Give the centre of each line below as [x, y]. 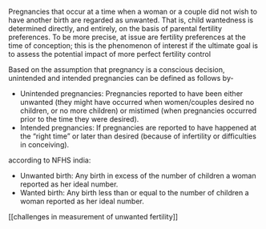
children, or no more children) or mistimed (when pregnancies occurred [138, 110]
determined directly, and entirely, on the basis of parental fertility [115, 28]
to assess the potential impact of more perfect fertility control [109, 54]
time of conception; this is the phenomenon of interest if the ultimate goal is [133, 46]
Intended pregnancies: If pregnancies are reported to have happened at [138, 128]
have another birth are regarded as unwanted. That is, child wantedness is [131, 20]
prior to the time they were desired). [79, 119]
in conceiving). [44, 145]
